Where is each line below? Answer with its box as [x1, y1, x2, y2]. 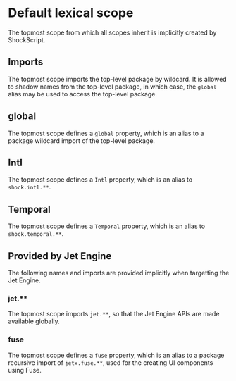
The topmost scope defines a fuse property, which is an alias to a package [8, 351, 225, 359]
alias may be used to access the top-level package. [8, 89, 158, 98]
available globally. [8, 317, 61, 325]
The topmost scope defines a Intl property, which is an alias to [8, 175, 193, 184]
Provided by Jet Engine [8, 250, 112, 262]
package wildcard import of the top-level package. [8, 136, 156, 145]
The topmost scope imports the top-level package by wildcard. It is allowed [8, 75, 228, 83]
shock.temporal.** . [8, 230, 64, 238]
